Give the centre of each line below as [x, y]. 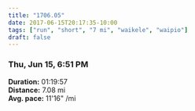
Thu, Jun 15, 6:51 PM [48, 65]
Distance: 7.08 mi [37, 90]
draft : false [29, 37]
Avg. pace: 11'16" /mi [42, 98]
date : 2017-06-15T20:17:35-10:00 [63, 23]
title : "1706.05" [37, 15]
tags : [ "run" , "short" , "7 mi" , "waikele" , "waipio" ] [98, 30]
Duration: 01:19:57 [38, 81]
